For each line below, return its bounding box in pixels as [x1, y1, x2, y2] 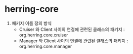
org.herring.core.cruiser [19, 32, 68, 38]
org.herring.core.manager [19, 43, 72, 49]
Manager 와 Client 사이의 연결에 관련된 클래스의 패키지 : [19, 38, 128, 44]
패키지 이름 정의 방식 [11, 20, 52, 26]
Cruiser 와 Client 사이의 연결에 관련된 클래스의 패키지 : [19, 26, 125, 32]
